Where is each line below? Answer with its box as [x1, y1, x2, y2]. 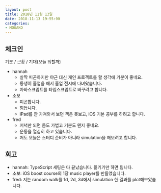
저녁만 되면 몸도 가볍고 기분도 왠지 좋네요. [19, 122, 100, 128]
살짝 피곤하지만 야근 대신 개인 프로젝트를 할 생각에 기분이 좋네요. [19, 74, 143, 80]
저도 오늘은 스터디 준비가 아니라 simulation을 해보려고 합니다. [19, 134, 137, 140]
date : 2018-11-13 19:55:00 [5, 16, 60, 21]
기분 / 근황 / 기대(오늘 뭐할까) [5, 58, 61, 64]
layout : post [5, 7, 32, 12]
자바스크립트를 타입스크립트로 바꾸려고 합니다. [19, 86, 108, 92]
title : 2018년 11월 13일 [5, 12, 53, 17]
